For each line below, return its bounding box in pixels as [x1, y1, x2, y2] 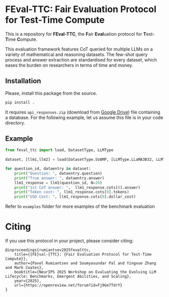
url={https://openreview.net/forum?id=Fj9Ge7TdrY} [14, 283, 123, 288]
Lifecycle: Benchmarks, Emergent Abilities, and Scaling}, [5, 274, 132, 279]
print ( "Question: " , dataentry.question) [14, 170, 102, 176]
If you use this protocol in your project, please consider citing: [5, 238, 134, 244]
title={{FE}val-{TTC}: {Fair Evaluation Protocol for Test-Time [14, 252, 152, 257]
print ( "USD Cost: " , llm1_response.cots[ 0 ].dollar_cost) [14, 194, 136, 200]
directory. [5, 120, 25, 126]
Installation [5, 77, 41, 85]
